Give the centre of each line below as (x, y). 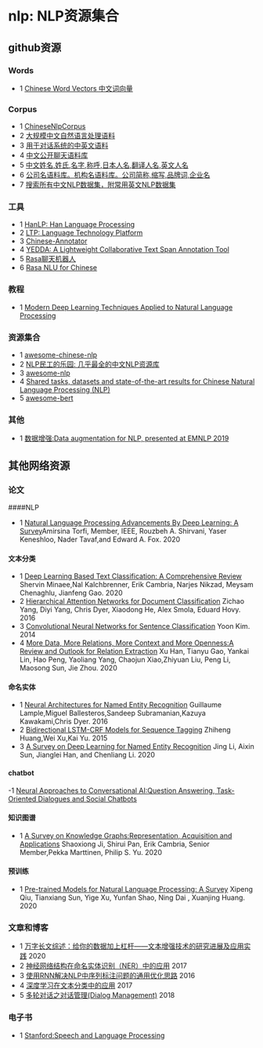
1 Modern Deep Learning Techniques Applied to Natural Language (126, 307)
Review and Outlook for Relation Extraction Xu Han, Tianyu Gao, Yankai (134, 652)
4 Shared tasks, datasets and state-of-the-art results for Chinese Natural (137, 382)
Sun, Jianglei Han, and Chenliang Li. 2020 (87, 755)
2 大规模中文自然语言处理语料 (67, 136)
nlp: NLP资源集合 (63, 16)
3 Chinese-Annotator (53, 241)
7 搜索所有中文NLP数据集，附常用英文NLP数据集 (97, 184)
